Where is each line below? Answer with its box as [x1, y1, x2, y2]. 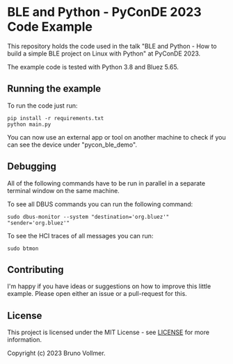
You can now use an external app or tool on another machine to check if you [7, 133, 226, 141]
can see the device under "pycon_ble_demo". [7, 140, 138, 149]
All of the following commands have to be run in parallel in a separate [7, 179, 206, 188]
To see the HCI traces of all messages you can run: [7, 231, 154, 240]
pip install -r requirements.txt [7, 115, 104, 122]
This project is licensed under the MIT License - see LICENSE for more [7, 328, 210, 337]
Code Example [7, 19, 93, 35]
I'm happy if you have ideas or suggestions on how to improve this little [7, 282, 211, 290]
